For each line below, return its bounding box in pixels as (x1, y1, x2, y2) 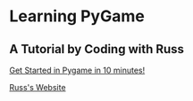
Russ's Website (9, 82, 66, 92)
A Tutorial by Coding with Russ (9, 42, 185, 57)
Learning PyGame (9, 6, 145, 27)
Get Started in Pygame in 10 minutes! (9, 65, 146, 75)
